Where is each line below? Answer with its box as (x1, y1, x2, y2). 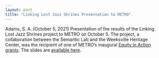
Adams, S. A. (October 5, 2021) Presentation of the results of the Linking (5, 25, 154, 31)
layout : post (5, 7, 33, 12)
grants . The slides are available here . (5, 47, 82, 53)
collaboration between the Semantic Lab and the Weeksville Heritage (5, 36, 148, 42)
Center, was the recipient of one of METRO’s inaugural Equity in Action (5, 41, 151, 47)
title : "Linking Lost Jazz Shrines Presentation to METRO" (5, 12, 131, 17)
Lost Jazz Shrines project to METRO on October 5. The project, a (5, 31, 139, 37)
